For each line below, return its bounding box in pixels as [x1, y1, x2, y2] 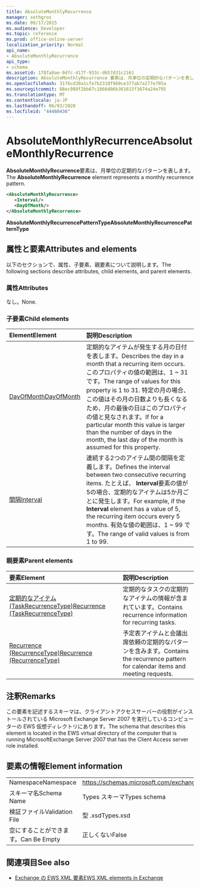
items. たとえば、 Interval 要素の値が [86, 479, 189, 488]
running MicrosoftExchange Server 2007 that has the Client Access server [6, 736, 189, 743]
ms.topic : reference [6, 31, 58, 37]
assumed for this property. [86, 443, 161, 451]
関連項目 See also [6, 857, 70, 867]
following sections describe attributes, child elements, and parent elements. [6, 267, 192, 274]
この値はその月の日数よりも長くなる [86, 395, 187, 404]
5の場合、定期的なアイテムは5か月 [86, 488, 183, 496]
